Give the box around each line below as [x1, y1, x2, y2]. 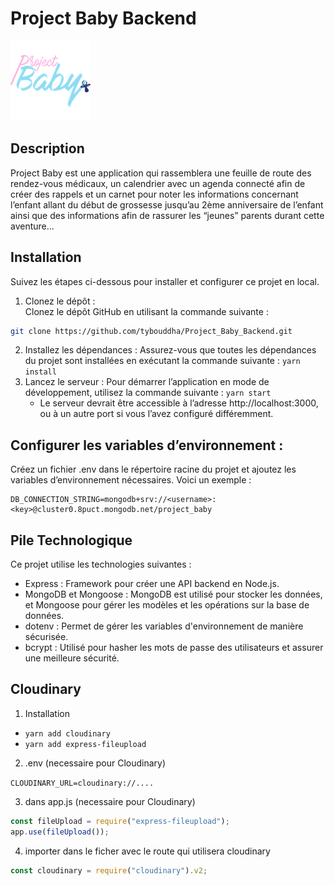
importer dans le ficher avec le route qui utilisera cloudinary [24, 845, 271, 857]
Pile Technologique [10, 532, 133, 549]
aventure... [10, 220, 55, 232]
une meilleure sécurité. [24, 652, 120, 664]
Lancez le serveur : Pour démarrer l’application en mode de [24, 376, 270, 388]
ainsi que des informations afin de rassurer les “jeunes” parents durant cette [10, 209, 325, 221]
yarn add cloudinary [24, 728, 111, 739]
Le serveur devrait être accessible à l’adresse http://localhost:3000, [39, 397, 319, 409]
